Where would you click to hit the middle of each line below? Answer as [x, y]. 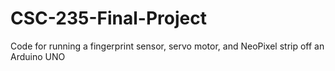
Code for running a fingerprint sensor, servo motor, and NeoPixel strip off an [167, 46]
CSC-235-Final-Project [108, 18]
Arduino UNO [38, 56]
